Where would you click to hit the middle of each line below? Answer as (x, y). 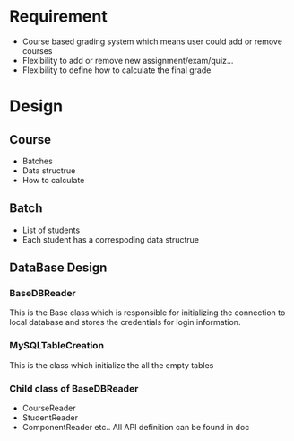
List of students (51, 230)
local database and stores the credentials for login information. (125, 322)
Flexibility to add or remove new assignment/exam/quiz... (128, 60)
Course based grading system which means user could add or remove (152, 41)
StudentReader (50, 418)
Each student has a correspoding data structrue (111, 239)
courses (37, 50)
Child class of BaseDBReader (74, 388)
